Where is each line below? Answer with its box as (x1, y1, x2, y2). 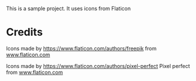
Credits (6, 26, 43, 39)
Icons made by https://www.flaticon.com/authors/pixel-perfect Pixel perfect (6, 62, 190, 69)
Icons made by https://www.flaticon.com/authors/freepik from (6, 45, 157, 52)
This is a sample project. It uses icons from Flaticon (6, 5, 131, 12)
